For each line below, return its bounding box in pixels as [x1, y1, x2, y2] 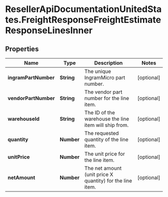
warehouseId [7, 115, 40, 122]
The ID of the [84, 109, 115, 116]
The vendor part [84, 88, 122, 95]
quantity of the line [84, 136, 128, 143]
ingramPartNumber [7, 74, 55, 81]
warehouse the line [84, 115, 129, 122]
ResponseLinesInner [5, 25, 93, 36]
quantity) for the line [84, 177, 132, 184]
